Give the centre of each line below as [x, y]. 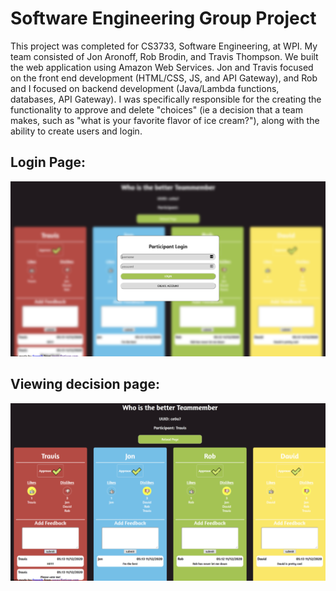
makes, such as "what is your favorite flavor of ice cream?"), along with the [165, 120]
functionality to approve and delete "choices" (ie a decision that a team [156, 109]
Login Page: [48, 162]
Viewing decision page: [85, 384]
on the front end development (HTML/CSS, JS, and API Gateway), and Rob [164, 78]
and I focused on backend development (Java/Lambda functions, [145, 88]
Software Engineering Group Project [163, 18]
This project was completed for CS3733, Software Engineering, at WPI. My [164, 46]
